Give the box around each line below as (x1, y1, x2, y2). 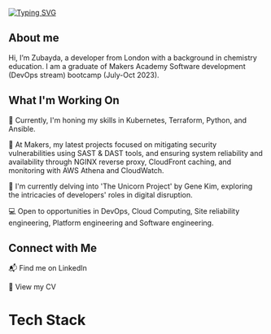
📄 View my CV (8, 282, 57, 292)
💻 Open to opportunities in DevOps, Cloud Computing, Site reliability (8, 206, 240, 215)
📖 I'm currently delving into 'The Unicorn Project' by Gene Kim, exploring (8, 181, 253, 191)
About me (8, 31, 59, 45)
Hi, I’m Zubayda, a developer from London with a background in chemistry (8, 53, 258, 63)
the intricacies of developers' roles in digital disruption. (8, 189, 193, 199)
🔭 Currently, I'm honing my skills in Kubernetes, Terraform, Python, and (8, 115, 247, 125)
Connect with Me (8, 241, 98, 255)
